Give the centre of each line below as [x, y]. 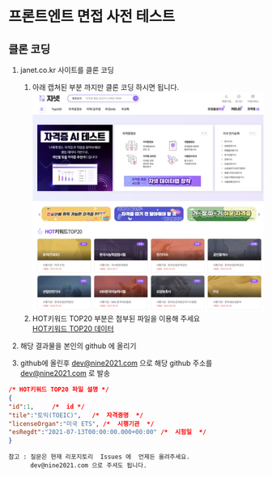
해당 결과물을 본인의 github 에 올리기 [78, 346]
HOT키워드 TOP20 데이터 [73, 329]
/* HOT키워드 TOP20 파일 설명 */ [59, 390]
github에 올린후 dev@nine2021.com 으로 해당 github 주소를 [116, 363]
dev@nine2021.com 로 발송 [65, 373]
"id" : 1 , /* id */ [47, 407]
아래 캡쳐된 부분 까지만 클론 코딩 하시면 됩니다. [106, 87]
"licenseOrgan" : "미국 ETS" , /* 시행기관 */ [81, 424]
